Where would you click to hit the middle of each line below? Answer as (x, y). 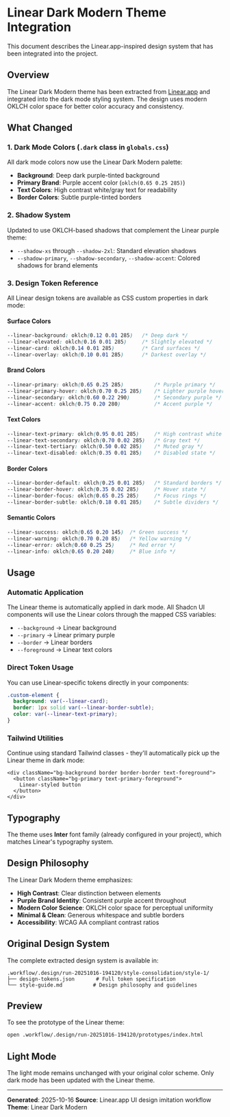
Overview (28, 75)
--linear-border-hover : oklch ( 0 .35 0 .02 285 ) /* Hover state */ (107, 490)
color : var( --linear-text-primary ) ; (65, 714)
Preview (25, 1006)
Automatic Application (46, 592)
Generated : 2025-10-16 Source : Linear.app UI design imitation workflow (109, 1100)
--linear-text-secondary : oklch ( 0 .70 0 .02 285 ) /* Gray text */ (104, 440)
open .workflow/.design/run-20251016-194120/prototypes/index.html (105, 1035)
